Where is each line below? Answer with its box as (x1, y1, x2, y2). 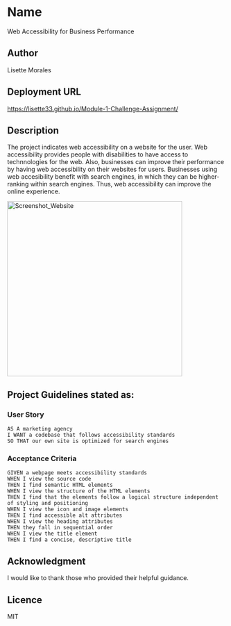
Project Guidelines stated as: (7, 389, 135, 401)
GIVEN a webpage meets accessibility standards (7, 469, 148, 476)
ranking (7, 180, 29, 188)
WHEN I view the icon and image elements (7, 506, 129, 513)
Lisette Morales (7, 65, 52, 74)
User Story (7, 410, 44, 419)
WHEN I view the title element (7, 530, 98, 538)
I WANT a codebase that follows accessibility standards (7, 432, 176, 439)
